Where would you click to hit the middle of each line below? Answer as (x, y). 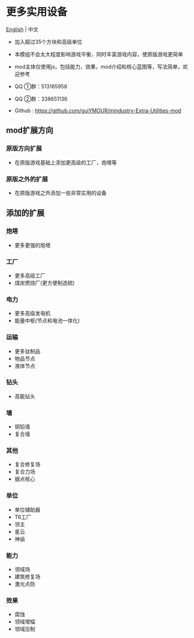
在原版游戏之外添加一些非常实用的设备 (60, 193)
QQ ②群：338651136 (41, 99)
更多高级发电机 (32, 313)
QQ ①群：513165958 (41, 86)
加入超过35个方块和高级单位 (48, 42)
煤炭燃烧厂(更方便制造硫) (45, 283)
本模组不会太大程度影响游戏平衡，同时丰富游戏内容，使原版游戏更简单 (99, 54)
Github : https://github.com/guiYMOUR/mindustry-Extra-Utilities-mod (98, 110)
